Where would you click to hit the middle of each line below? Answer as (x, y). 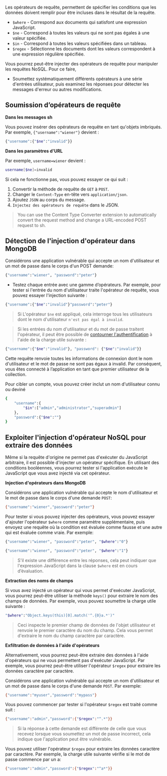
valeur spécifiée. (29, 38)
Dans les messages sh (29, 117)
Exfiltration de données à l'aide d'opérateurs (52, 645)
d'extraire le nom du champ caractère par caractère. (71, 635)
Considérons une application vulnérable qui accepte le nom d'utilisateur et (82, 492)
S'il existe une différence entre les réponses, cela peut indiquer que (87, 560)
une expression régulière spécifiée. (49, 54)
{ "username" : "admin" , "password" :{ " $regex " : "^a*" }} (59, 769)
